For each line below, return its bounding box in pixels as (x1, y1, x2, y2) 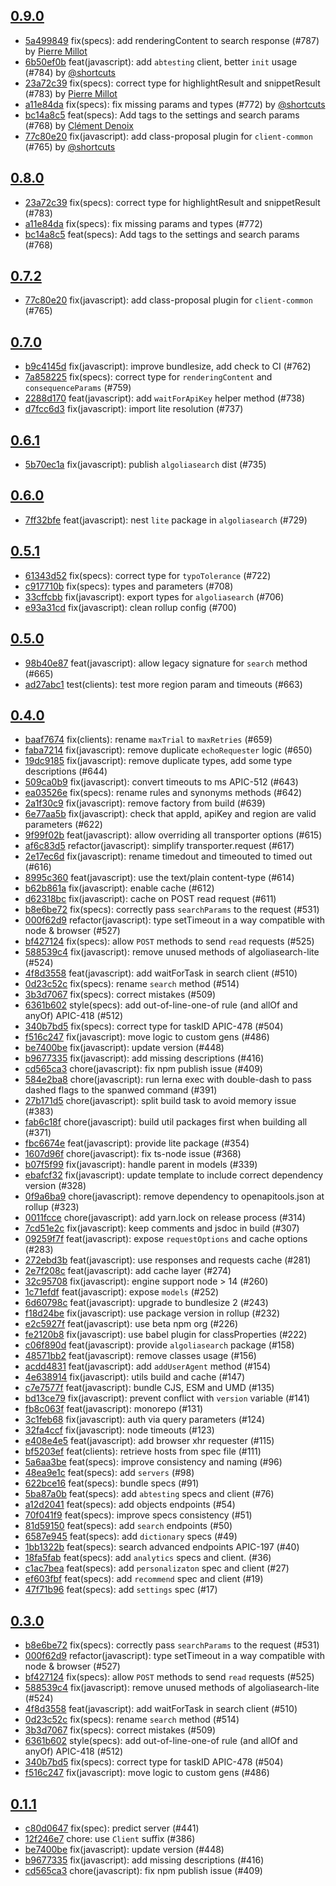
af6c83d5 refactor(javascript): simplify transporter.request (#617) (24, 840, 295, 852)
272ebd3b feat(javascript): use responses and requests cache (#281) (24, 1254, 312, 1266)
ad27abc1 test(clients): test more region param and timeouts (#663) (24, 678, 303, 690)
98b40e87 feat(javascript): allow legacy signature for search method (24, 657, 308, 669)
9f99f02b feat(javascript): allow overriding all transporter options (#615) (24, 829, 323, 841)
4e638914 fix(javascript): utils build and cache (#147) (24, 1371, 246, 1383)
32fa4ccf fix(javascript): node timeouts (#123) (24, 1424, 215, 1436)
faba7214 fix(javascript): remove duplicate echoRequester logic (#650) (24, 744, 313, 756)
